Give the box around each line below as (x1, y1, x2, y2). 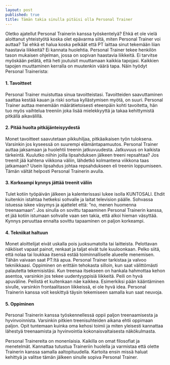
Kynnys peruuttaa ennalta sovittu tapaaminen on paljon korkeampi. (5, 217, 145, 224)
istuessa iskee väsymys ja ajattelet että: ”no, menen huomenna (5, 201, 137, 208)
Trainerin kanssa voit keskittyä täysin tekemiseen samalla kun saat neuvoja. (5, 289, 163, 296)
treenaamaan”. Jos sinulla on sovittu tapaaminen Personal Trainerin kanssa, (5, 207, 163, 213)
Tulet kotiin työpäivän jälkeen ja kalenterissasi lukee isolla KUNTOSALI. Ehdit (5, 191, 165, 197)
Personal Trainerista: (5, 68, 49, 75)
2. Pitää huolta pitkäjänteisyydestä (5, 125, 80, 131)
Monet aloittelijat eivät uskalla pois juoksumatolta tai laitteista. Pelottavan (5, 241, 157, 247)
